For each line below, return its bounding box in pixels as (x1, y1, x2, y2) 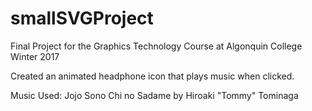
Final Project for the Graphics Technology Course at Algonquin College (10, 40, 303, 52)
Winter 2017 (10, 50, 60, 62)
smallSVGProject (10, 7, 154, 30)
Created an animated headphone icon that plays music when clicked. (10, 70, 295, 82)
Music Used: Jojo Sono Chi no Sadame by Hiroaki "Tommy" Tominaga (10, 89, 299, 101)
